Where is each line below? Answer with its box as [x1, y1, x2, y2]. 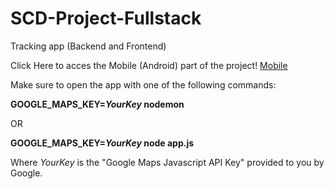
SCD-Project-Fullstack [10, 7, 202, 30]
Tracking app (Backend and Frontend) [10, 40, 167, 52]
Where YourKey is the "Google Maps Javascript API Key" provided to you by [10, 156, 325, 168]
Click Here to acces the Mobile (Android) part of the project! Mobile [10, 59, 288, 71]
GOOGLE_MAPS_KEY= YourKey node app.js [10, 137, 195, 149]
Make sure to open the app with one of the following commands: [10, 78, 277, 91]
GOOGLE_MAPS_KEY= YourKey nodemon [10, 98, 185, 110]
